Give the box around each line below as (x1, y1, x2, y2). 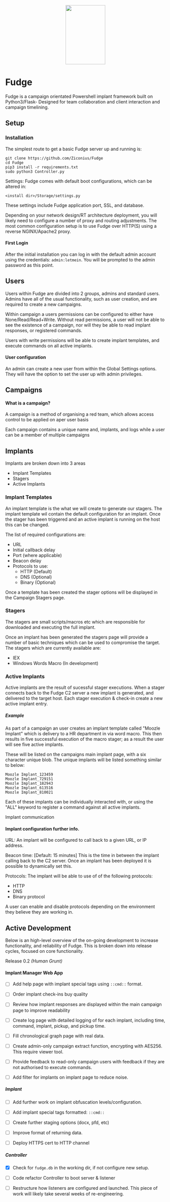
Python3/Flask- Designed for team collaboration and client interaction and (5, 98, 160, 104)
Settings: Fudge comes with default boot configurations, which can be (5, 178, 152, 184)
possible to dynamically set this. (5, 863, 73, 869)
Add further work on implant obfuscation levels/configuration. (12, 1099, 142, 1105)
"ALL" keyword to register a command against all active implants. (5, 804, 141, 810)
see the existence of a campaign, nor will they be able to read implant (5, 322, 151, 328)
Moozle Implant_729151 (5, 777, 53, 782)
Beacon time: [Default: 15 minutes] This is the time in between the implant (5, 852, 159, 859)
